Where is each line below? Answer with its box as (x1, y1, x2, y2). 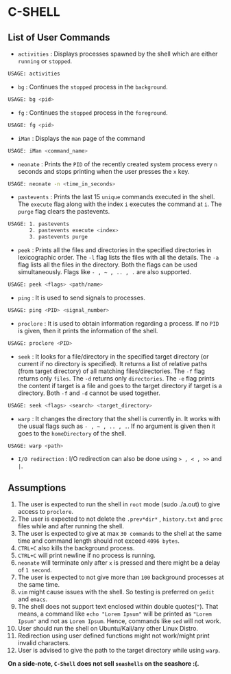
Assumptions (8, 482, 66, 493)
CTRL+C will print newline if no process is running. (17, 551, 156, 560)
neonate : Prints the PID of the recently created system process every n (17, 159, 218, 168)
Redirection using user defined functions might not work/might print (17, 631, 210, 640)
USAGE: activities (8, 70, 60, 77)
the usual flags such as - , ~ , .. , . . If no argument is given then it (17, 422, 215, 430)
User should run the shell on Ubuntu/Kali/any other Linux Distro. (17, 625, 198, 633)
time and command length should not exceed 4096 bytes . (17, 537, 180, 545)
